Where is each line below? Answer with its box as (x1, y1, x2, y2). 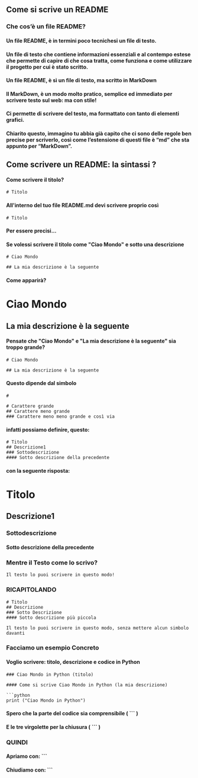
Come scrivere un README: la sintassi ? (6, 160, 157, 170)
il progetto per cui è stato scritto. (6, 63, 89, 70)
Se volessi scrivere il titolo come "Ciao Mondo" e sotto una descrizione (6, 241, 184, 248)
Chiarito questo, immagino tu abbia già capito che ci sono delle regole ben (6, 130, 192, 137)
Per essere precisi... (6, 227, 57, 234)
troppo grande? (6, 344, 46, 351)
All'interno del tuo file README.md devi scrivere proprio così (6, 202, 159, 209)
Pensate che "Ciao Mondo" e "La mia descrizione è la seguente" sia (6, 337, 176, 345)
